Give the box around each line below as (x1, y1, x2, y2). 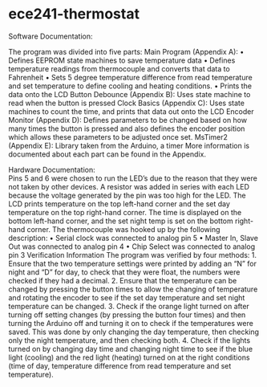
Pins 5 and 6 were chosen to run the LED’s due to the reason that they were (8, 173, 258, 183)
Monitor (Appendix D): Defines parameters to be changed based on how (8, 115, 247, 124)
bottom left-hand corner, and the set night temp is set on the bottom (8, 216, 234, 226)
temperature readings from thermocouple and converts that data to (8, 63, 230, 73)
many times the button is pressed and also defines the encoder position (8, 124, 245, 133)
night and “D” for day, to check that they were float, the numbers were (8, 267, 241, 277)
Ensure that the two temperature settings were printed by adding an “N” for (8, 259, 257, 268)
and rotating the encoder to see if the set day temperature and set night (8, 292, 245, 302)
